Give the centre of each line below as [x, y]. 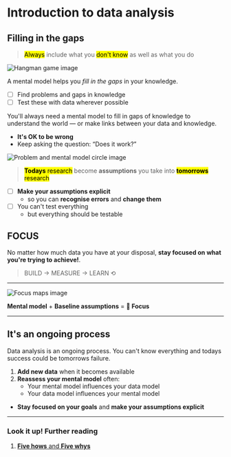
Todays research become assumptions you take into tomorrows [116, 171]
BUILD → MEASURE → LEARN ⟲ [70, 273]
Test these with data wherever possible [73, 103]
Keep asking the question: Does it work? [75, 144]
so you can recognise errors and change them [94, 199]
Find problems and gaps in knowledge [71, 95]
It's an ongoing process [59, 334]
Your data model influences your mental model [93, 393]
